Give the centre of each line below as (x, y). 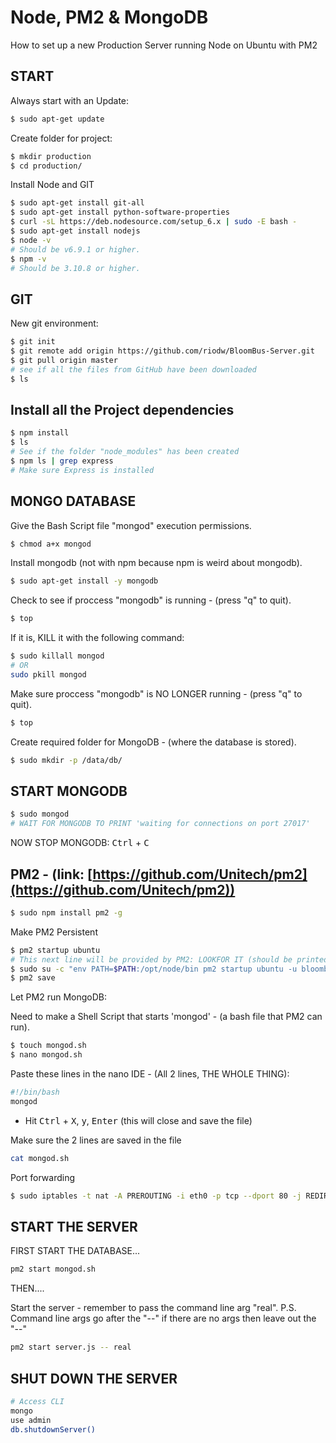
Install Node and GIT (52, 185)
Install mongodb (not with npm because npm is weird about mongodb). (156, 563)
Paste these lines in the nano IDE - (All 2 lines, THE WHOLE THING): (150, 1074)
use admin (31, 1420)
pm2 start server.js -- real (71, 1347)
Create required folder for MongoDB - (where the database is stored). (153, 742)
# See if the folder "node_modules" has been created (125, 452)
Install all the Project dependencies (122, 409)
